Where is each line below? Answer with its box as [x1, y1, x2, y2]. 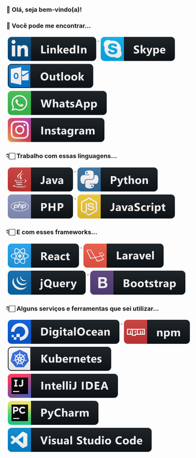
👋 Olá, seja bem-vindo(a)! [6, 5, 82, 14]
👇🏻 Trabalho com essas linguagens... [6, 152, 117, 160]
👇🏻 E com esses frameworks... [6, 228, 98, 237]
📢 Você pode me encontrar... [6, 21, 91, 29]
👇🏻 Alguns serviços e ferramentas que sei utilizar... [6, 304, 159, 313]
